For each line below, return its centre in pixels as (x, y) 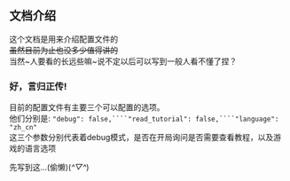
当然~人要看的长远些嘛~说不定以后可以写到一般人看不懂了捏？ (123, 61)
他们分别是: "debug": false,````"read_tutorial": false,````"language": (144, 119)
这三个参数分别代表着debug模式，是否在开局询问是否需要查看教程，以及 (141, 138)
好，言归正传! (38, 86)
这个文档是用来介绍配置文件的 (63, 39)
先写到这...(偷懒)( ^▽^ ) (49, 168)
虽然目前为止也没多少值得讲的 (63, 50)
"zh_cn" (24, 128)
